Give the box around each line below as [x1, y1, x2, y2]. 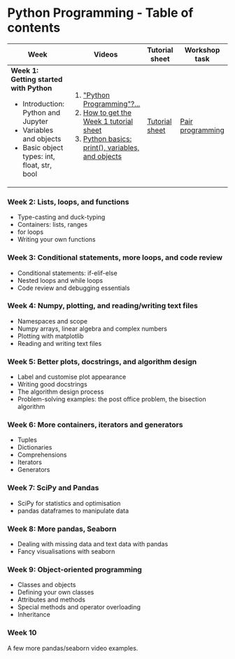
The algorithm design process [17, 387, 104, 396]
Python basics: [83, 134, 132, 144]
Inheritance [17, 611, 51, 619]
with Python [10, 83, 52, 92]
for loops [17, 228, 44, 236]
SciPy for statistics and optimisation [17, 499, 121, 507]
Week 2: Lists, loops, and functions [7, 197, 129, 207]
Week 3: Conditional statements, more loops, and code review [7, 253, 222, 263]
